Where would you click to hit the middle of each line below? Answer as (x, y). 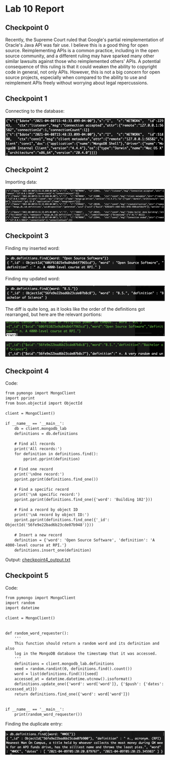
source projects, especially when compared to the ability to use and (76, 77)
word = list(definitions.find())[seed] (56, 674)
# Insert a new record (38, 535)
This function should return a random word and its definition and (87, 643)
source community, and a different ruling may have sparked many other (80, 56)
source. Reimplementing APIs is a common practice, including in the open (82, 50)
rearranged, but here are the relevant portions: (54, 314)
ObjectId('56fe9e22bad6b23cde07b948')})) (50, 525)
